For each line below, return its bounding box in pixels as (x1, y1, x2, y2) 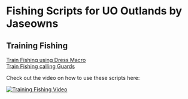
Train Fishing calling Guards (6, 63, 75, 70)
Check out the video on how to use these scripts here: (6, 75, 140, 81)
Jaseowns (6, 17, 59, 30)
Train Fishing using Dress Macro (6, 57, 86, 63)
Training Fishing (6, 41, 68, 51)
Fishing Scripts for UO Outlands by (6, 4, 183, 18)
